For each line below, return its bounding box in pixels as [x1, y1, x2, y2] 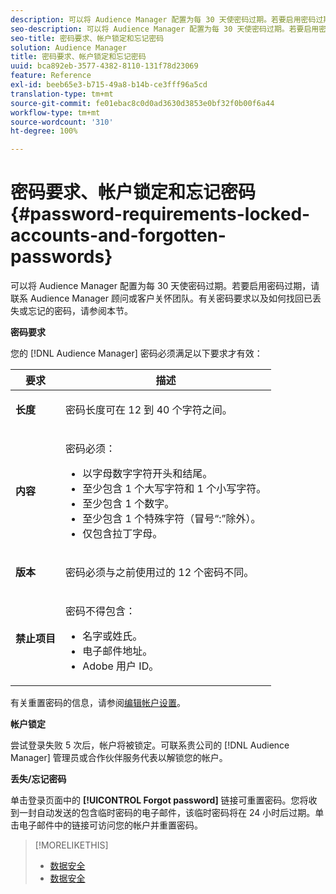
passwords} [10, 246, 113, 268]
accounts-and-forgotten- [10, 224, 227, 247]
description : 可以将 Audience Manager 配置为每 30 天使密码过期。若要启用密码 [10, 14, 317, 25]
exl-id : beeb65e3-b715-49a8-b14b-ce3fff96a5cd [10, 80, 208, 90]
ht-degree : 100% [10, 126, 78, 136]
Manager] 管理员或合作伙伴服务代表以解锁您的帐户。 [10, 752, 228, 764]
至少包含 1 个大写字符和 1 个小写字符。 [82, 482, 267, 496]
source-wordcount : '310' [10, 117, 114, 127]
